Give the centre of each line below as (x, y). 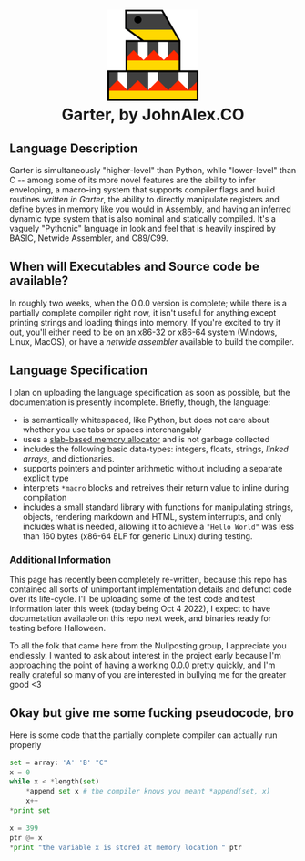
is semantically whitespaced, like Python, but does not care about (146, 420)
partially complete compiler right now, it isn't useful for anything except (143, 312)
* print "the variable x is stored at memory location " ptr (126, 847)
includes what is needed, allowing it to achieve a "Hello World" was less (158, 526)
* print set (30, 811)
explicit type (46, 478)
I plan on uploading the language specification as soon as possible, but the (150, 392)
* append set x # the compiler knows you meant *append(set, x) (148, 792)
